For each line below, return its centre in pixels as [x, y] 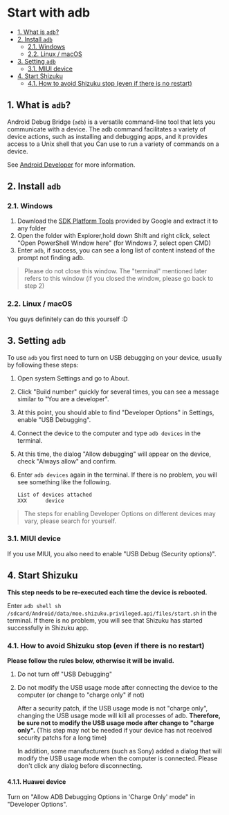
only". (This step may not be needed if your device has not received [114, 730]
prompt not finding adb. [51, 258]
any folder [32, 228]
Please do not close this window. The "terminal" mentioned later [116, 271]
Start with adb [49, 13]
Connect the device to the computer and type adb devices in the [109, 433]
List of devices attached [54, 495]
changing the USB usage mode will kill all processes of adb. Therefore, [119, 715]
